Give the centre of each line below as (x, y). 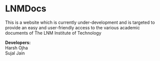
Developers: (18, 42)
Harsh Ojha (17, 48)
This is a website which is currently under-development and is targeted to (80, 22)
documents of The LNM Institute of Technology (53, 33)
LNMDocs (26, 9)
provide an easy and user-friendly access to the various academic (73, 27)
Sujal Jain (15, 53)
